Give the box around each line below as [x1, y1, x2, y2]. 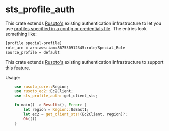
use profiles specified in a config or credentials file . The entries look [5, 25, 147, 31]
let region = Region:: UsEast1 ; [23, 107, 89, 112]
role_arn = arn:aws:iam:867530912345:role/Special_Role [5, 45, 125, 50]
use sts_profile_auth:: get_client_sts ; [14, 93, 98, 99]
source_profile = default [5, 50, 60, 55]
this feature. [5, 64, 30, 71]
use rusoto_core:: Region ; [14, 84, 69, 89]
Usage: [5, 74, 20, 80]
